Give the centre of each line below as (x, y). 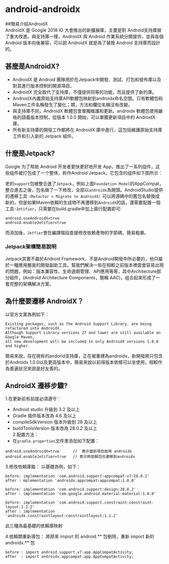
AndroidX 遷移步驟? (36, 386)
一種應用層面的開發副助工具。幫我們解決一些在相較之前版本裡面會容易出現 (87, 265)
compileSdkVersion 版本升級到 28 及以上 (55, 422)
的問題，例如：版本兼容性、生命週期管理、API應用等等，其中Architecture (81, 271)
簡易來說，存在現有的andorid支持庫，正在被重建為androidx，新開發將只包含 (84, 356)
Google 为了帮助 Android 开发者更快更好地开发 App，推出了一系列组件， (80, 167)
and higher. (18, 346)
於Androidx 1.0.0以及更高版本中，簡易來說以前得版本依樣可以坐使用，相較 (82, 362)
